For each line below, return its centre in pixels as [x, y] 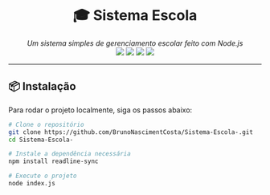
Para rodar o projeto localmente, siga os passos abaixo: [100, 110]
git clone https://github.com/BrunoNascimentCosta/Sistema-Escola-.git [131, 132]
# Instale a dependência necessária [70, 154]
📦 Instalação [42, 86]
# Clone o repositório [46, 124]
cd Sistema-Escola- [41, 140]
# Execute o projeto [43, 176]
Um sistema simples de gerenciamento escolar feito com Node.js [135, 43]
